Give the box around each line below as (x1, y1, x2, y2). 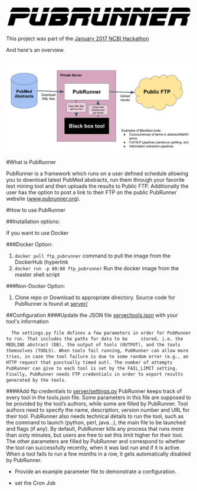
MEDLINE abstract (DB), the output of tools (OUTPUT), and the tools (6, 342, 181, 348)
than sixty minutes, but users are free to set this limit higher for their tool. (6, 431, 183, 438)
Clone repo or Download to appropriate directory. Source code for (14, 294, 176, 301)
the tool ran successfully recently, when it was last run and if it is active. (6, 444, 181, 451)
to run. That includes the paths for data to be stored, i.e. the (6, 336, 183, 342)
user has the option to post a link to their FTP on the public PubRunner (6, 189, 177, 196)
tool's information (6, 318, 49, 325)
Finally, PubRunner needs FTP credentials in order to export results (6, 371, 183, 378)
